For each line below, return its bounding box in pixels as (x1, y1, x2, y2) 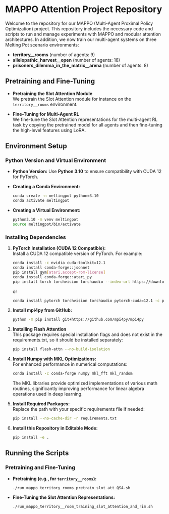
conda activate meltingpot (12, 198, 70, 203)
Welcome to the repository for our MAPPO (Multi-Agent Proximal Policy (5, 20, 153, 26)
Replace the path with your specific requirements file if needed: (12, 406, 145, 412)
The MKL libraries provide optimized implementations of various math (12, 380, 158, 387)
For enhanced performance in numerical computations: (12, 361, 128, 367)
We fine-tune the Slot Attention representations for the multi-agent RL (12, 116, 158, 122)
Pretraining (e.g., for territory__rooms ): (12, 476, 97, 482)
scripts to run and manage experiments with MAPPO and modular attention (5, 31, 161, 37)
